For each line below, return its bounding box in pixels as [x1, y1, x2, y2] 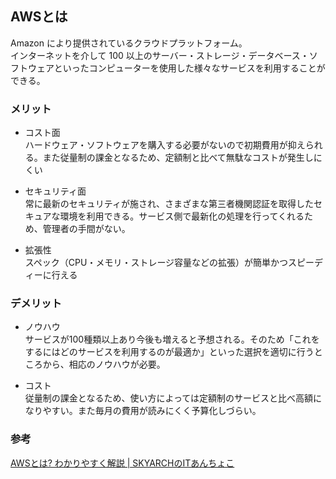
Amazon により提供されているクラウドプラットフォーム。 [10, 37, 248, 49]
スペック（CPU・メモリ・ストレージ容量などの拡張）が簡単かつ [24, 257, 289, 269]
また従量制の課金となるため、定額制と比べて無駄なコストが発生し [42, 152, 314, 164]
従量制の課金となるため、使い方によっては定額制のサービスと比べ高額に [24, 392, 322, 404]
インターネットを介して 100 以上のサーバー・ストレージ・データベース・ [10, 49, 310, 61]
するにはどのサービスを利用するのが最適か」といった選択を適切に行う [24, 346, 315, 358]
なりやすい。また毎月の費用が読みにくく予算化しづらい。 [24, 405, 262, 417]
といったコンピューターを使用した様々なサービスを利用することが [53, 62, 326, 74]
